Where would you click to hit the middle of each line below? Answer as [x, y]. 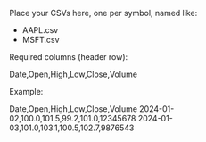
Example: [26, 92]
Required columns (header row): [69, 57]
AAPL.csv [40, 30]
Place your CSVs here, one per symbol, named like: [103, 13]
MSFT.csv [41, 40]
